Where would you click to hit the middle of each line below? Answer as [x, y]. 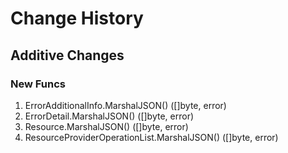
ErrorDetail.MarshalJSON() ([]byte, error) [109, 116]
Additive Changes [67, 55]
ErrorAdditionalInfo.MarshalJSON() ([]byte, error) [125, 105]
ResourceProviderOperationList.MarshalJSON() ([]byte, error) [151, 137]
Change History [77, 18]
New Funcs [38, 84]
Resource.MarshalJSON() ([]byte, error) [106, 126]
